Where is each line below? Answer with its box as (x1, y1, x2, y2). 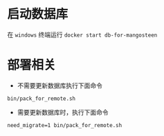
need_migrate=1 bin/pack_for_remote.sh (7, 122, 122, 128)
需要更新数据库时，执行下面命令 (17, 108, 109, 116)
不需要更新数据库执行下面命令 (17, 81, 102, 90)
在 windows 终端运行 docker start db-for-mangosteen (7, 30, 158, 39)
